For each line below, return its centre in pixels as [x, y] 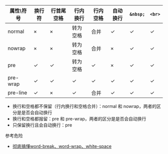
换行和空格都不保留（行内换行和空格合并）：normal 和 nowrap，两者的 [84, 106]
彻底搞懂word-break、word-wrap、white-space [62, 146]
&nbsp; [137, 14]
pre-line [17, 93]
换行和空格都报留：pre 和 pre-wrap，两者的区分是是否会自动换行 [79, 119]
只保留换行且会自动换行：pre [42, 125]
